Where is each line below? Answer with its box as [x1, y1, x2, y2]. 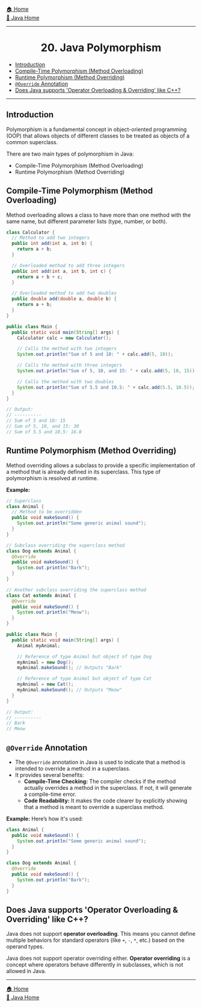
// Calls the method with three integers [17, 362, 122, 369]
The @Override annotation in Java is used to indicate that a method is [14, 758, 186, 766]
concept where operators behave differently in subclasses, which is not [6, 961, 183, 968]
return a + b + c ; [17, 274, 63, 280]
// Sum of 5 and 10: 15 [6, 418, 66, 424]
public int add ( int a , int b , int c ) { [11, 268, 112, 274]
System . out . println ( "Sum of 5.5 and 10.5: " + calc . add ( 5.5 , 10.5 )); [17, 384, 195, 390]
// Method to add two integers [11, 235, 90, 241]
